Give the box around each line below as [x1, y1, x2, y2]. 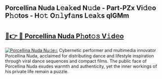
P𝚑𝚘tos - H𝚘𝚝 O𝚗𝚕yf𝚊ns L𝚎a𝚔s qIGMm [5, 12, 129, 20]
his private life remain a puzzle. [5, 69, 69, 74]
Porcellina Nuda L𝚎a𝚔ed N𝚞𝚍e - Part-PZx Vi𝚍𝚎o [5, 4, 157, 12]
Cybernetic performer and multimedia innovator [59, 48, 157, 53]
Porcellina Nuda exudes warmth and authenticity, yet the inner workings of [5, 63, 157, 69]
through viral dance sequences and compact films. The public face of [5, 58, 147, 64]
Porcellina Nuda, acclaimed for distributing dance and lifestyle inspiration [5, 53, 154, 58]
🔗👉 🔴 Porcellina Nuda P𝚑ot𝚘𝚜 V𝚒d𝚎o [5, 32, 124, 40]
